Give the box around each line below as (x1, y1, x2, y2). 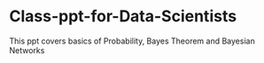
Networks (9, 44, 45, 55)
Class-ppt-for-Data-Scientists (9, 6, 237, 27)
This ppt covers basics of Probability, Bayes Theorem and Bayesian (9, 35, 255, 46)
